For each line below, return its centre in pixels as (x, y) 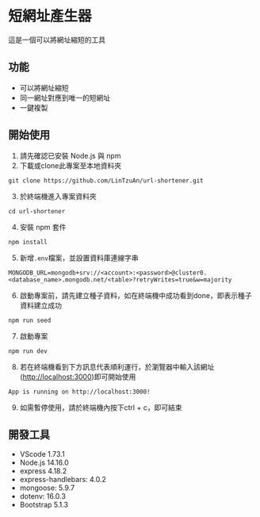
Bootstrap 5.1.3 (44, 505)
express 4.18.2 (43, 471)
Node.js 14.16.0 (44, 463)
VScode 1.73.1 (42, 454)
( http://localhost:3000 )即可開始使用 (78, 377)
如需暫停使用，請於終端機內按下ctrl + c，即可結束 (101, 407)
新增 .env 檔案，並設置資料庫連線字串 (79, 258)
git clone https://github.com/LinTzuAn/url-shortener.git (106, 180)
